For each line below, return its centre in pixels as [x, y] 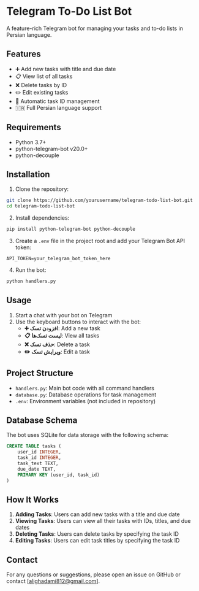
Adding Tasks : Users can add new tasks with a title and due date [97, 514]
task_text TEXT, [38, 463]
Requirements [34, 127]
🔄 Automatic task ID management [57, 101]
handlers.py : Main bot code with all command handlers [85, 388]
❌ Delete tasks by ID [41, 85]
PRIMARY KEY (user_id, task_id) [58, 475]
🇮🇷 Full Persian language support [58, 107]
